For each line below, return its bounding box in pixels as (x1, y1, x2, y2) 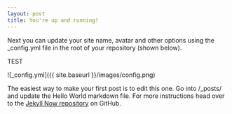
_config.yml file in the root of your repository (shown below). (7, 43, 182, 52)
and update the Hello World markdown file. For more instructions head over (7, 92, 225, 100)
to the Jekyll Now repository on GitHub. (7, 99, 121, 107)
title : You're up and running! (7, 17, 99, 24)
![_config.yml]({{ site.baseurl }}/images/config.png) (7, 71, 156, 79)
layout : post (7, 10, 46, 17)
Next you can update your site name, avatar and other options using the (7, 36, 215, 44)
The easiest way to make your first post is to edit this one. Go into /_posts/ (7, 84, 222, 92)
